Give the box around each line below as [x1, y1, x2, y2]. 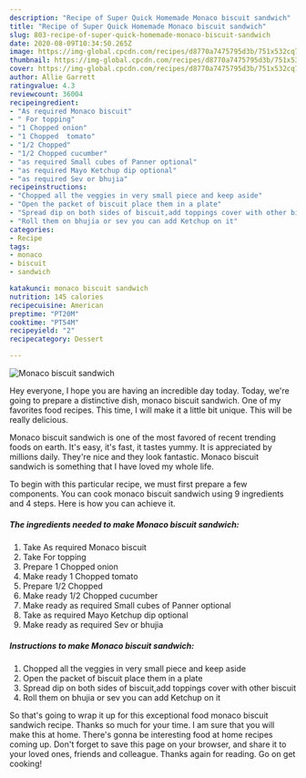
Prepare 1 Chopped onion [22, 561, 118, 572]
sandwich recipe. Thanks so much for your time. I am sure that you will [9, 719, 275, 730]
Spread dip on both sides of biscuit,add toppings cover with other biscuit [22, 682, 297, 693]
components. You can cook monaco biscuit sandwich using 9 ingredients [9, 488, 284, 499]
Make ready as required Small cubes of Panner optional [22, 599, 232, 610]
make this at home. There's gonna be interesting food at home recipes [9, 729, 273, 740]
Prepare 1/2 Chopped [22, 580, 103, 591]
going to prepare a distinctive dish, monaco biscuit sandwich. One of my [9, 395, 281, 405]
